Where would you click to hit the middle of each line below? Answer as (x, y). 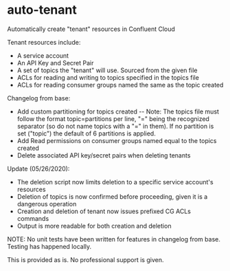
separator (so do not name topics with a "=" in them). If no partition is (115, 126)
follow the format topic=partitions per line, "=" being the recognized (113, 118)
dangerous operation (47, 204)
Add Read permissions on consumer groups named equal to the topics (117, 140)
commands (33, 218)
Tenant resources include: (44, 42)
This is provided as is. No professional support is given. (85, 259)
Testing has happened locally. (49, 246)
